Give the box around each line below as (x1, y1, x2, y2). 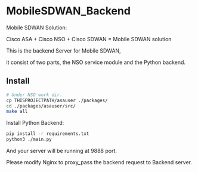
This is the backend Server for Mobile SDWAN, (6, 47, 121, 54)
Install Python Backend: (6, 119, 64, 127)
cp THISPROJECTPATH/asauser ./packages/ (6, 97, 109, 103)
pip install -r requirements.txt (6, 131, 89, 137)
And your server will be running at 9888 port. (6, 148, 117, 154)
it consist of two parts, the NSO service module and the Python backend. (6, 59, 186, 66)
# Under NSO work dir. (6, 91, 63, 98)
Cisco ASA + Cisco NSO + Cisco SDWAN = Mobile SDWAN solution (6, 35, 172, 42)
